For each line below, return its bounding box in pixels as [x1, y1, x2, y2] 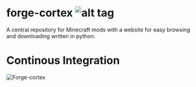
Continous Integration [6, 54, 120, 68]
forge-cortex [6, 6, 73, 20]
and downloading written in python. [6, 32, 96, 39]
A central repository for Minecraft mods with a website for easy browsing [6, 26, 191, 33]
